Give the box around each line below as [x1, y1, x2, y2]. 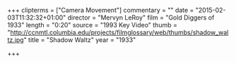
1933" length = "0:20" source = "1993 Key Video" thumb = [7, 21, 178, 29]
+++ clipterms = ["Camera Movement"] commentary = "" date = [7, 6, 194, 14]
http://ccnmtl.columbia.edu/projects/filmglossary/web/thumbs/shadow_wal [10, 28, 229, 36]
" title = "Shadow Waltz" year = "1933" [23, 36, 136, 44]
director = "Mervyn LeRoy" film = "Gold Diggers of [67, 13, 215, 22]
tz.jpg [7, 36, 24, 44]
